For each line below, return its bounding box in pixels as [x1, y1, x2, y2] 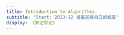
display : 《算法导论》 [6, 20, 58, 26]
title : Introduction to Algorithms [6, 8, 95, 15]
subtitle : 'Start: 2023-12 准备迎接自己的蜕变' [6, 14, 119, 20]
